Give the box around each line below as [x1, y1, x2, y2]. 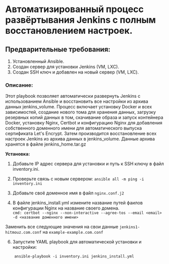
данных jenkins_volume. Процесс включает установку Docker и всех [5, 104, 152, 110]
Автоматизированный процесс [5, 4, 144, 15]
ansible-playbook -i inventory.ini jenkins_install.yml [14, 254, 135, 259]
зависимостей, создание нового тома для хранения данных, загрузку [5, 109, 156, 115]
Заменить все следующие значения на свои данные [5, 224, 119, 230]
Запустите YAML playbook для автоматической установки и [12, 239, 142, 245]
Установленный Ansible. [12, 58, 65, 64]
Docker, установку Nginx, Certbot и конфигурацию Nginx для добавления [5, 120, 162, 126]
